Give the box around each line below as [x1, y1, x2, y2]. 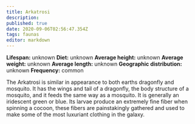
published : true [6, 20, 47, 26]
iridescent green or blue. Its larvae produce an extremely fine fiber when [6, 98, 188, 105]
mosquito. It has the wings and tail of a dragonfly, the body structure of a [6, 85, 190, 92]
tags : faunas [6, 32, 39, 38]
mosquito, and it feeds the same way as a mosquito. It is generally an [6, 92, 179, 98]
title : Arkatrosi [6, 9, 50, 15]
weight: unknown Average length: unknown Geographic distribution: [6, 60, 182, 67]
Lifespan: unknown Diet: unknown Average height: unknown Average [6, 54, 183, 61]
